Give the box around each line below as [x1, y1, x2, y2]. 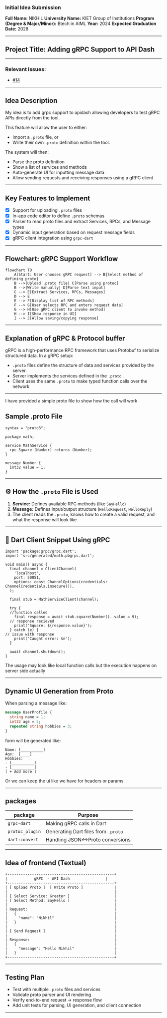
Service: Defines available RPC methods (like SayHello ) [12, 501, 126, 507]
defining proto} [5, 277, 39, 282]
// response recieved [9, 619, 55, 624]
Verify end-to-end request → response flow [12, 997, 102, 1003]
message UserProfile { [5, 710, 52, 715]
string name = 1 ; [9, 714, 46, 720]
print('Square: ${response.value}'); [14, 623, 92, 628]
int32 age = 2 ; [9, 719, 41, 724]
